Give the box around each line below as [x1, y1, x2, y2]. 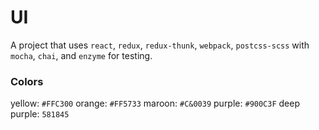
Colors [10, 74, 44, 88]
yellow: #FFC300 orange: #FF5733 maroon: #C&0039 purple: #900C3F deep [10, 97, 300, 110]
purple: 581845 [10, 108, 70, 120]
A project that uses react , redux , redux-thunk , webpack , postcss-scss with [10, 39, 310, 51]
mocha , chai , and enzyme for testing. [10, 49, 153, 61]
